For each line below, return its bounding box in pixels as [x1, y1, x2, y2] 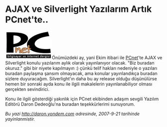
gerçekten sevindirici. [5, 86, 50, 92]
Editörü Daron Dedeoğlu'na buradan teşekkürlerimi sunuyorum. [5, 101, 136, 107]
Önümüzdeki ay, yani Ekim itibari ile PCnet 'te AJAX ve [52, 55, 163, 61]
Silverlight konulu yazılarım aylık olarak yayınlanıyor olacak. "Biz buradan [5, 60, 155, 65]
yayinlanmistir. [5, 116, 35, 122]
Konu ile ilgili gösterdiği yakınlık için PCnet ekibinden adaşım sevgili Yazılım [5, 96, 159, 102]
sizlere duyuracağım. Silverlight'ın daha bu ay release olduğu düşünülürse [5, 75, 157, 81]
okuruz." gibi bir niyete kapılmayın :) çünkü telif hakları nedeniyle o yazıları [5, 65, 158, 71]
